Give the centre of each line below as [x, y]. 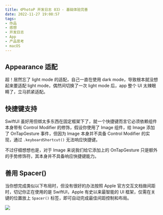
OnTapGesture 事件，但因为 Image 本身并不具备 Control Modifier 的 [78, 134]
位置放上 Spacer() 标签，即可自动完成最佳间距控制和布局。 [72, 198]
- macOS [13, 46]
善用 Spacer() [26, 173]
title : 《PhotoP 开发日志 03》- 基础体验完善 [47, 10]
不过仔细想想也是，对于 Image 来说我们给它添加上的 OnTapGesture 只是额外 [81, 150]
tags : [10, 19]
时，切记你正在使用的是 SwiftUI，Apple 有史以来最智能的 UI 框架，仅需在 [78, 192]
